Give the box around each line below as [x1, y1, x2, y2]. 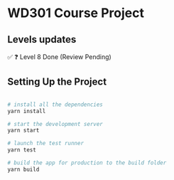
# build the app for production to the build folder [7, 159, 167, 166]
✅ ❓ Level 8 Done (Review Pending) [7, 53, 112, 61]
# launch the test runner [7, 140, 84, 147]
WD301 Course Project [7, 5, 144, 21]
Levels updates [7, 33, 77, 46]
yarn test [7, 147, 37, 154]
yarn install [7, 107, 46, 115]
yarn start [7, 127, 40, 134]
